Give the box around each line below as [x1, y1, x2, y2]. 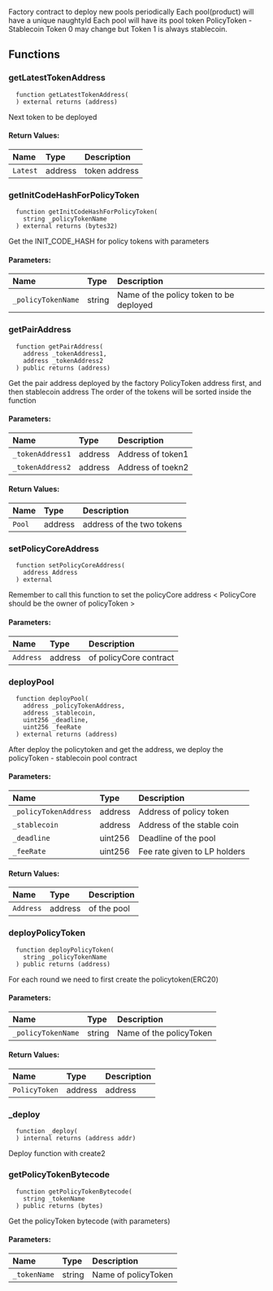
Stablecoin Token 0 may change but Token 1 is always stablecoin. [8, 24, 227, 33]
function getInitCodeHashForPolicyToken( [15, 208, 158, 217]
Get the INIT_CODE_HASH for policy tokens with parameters [8, 236, 210, 247]
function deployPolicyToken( [15, 946, 115, 954]
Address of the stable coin [138, 820, 240, 831]
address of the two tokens [82, 519, 183, 530]
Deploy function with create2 [8, 1149, 106, 1158]
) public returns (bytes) [15, 1201, 104, 1210]
